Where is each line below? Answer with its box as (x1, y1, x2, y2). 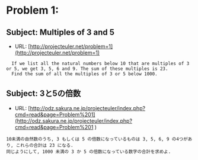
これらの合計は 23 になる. (15, 142, 74, 148)
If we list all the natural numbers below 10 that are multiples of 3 (11, 60, 190, 66)
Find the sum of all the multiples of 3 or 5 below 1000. (11, 71, 158, 77)
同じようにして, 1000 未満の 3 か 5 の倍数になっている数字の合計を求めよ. (6, 149, 171, 155)
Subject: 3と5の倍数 (6, 88, 81, 98)
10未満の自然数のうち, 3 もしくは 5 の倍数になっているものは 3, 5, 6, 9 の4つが (6, 136, 188, 142)
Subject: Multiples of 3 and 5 (6, 27, 114, 37)
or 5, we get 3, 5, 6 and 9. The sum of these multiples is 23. (6, 66, 168, 72)
